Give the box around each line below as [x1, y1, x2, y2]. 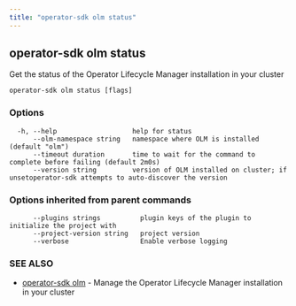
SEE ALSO [9, 257, 54, 270]
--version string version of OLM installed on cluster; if [32, 165, 288, 174]
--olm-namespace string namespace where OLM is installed [32, 134, 260, 143]
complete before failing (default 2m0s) [9, 157, 161, 166]
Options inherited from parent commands [9, 194, 192, 206]
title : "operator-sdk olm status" [9, 12, 137, 22]
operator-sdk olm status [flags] [9, 86, 133, 96]
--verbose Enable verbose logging [32, 237, 228, 246]
